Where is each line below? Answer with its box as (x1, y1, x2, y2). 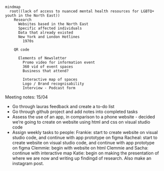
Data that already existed (18, 30, 73, 35)
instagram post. (12, 161, 44, 166)
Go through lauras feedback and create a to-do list (12, 104, 115, 109)
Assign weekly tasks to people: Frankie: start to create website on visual (12, 130, 158, 135)
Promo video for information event (23, 60, 95, 65)
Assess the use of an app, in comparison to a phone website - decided (12, 114, 155, 119)
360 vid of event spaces (23, 64, 73, 69)
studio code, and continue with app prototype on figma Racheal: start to (12, 134, 158, 140)
